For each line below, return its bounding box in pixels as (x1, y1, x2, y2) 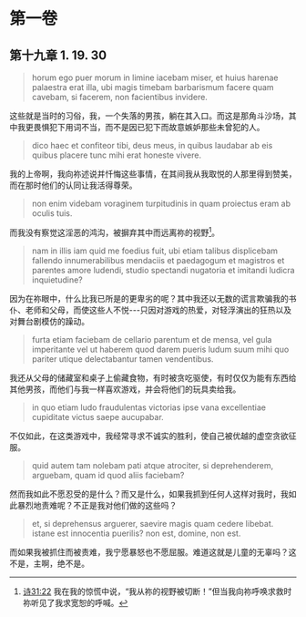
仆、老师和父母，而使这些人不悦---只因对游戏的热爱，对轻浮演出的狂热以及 (9, 304, 292, 315)
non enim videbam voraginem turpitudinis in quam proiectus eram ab (31, 198, 291, 209)
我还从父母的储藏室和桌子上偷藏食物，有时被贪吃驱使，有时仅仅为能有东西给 (9, 372, 297, 383)
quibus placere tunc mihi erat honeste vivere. (31, 149, 202, 160)
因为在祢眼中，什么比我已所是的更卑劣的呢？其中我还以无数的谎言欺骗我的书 (9, 293, 297, 303)
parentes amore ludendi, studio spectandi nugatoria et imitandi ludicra (31, 264, 295, 275)
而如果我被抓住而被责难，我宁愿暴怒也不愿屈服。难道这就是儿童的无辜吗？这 (9, 546, 297, 557)
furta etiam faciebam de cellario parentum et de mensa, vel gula (31, 334, 272, 344)
